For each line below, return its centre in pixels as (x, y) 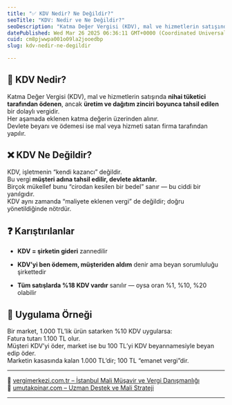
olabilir (27, 293)
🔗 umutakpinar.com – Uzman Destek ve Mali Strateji (80, 388)
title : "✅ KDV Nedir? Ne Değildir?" (60, 13)
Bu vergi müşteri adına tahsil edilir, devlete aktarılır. (82, 179)
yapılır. (17, 133)
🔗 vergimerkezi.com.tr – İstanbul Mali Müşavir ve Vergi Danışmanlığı (104, 381)
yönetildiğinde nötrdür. (39, 208)
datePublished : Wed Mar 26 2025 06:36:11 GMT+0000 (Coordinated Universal (117, 33)
